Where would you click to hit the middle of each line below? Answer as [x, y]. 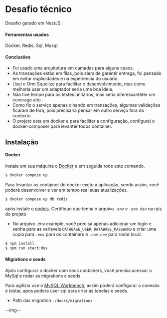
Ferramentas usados [27, 34]
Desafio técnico [39, 9]
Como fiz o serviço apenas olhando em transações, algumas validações [86, 105]
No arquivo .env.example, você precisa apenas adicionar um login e [82, 224]
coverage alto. [27, 100]
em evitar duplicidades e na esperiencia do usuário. [65, 79]
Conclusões [18, 57]
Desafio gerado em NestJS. [34, 23]
